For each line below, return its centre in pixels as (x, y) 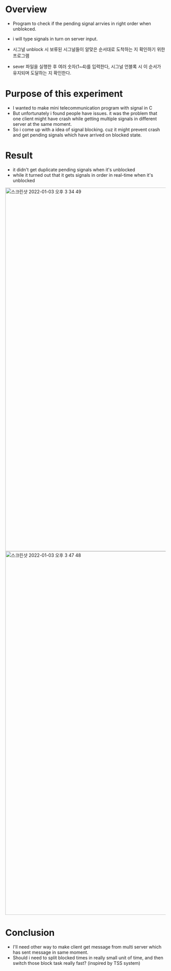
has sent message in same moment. (50, 952)
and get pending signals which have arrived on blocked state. (77, 135)
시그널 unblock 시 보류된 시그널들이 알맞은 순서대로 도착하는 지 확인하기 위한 (89, 49)
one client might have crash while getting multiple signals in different (84, 119)
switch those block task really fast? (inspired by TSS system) (77, 963)
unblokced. (24, 29)
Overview (26, 9)
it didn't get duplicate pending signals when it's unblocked (74, 170)
